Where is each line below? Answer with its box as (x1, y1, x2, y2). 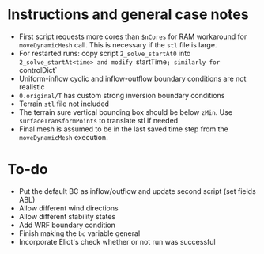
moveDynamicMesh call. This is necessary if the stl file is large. (18, 40, 217, 49)
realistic (18, 82, 45, 92)
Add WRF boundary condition (18, 220, 116, 229)
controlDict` (18, 65, 58, 74)
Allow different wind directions (18, 203, 119, 213)
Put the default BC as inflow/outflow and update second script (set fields (18, 186, 256, 195)
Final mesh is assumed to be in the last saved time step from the (18, 124, 228, 134)
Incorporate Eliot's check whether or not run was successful (18, 237, 216, 246)
